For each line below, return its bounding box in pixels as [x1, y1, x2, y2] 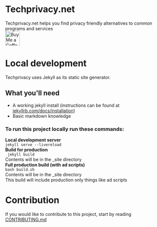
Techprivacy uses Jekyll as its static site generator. [5, 74, 111, 80]
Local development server [5, 137, 61, 143]
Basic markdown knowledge [12, 113, 71, 119]
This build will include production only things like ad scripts [5, 177, 127, 183]
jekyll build [7, 152, 35, 157]
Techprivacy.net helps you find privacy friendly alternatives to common [5, 20, 152, 26]
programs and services [5, 25, 53, 31]
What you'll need [5, 89, 60, 98]
